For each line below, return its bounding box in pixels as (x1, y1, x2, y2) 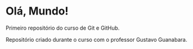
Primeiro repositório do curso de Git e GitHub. (5, 24, 120, 31)
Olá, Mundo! (5, 4, 69, 18)
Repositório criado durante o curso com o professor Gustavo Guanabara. (5, 36, 188, 43)
